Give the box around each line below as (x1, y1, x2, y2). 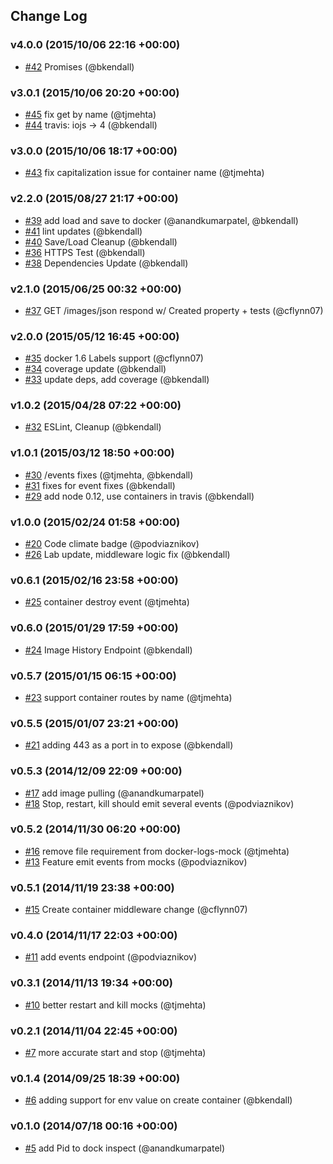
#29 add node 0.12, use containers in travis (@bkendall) (24, 490, 255, 502)
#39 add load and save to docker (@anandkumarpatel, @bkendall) (24, 214, 299, 226)
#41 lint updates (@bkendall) (24, 225, 143, 237)
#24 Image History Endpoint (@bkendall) (24, 644, 193, 656)
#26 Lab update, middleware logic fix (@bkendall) (24, 549, 231, 561)
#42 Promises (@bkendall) (24, 60, 135, 73)
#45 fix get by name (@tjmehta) (24, 108, 157, 120)
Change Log (10, 8, 88, 25)
